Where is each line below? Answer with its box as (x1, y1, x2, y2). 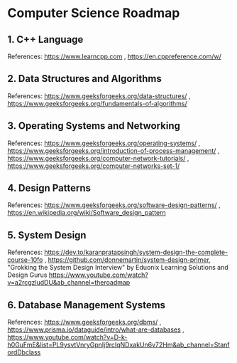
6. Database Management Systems (7, 299, 165, 311)
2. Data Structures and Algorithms (7, 73, 162, 85)
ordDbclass (7, 348, 41, 357)
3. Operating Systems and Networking (7, 120, 181, 132)
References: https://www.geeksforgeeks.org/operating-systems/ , (7, 139, 201, 147)
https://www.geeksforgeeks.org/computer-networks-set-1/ (7, 162, 180, 170)
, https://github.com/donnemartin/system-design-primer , (44, 256, 211, 264)
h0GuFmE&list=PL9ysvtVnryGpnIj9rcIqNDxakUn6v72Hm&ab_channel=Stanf (7, 340, 230, 349)
